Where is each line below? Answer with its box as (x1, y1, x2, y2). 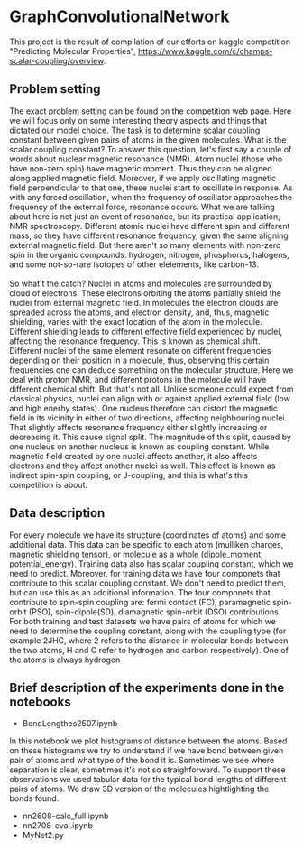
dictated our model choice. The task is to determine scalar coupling (9, 125, 261, 135)
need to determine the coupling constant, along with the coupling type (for (9, 625, 287, 636)
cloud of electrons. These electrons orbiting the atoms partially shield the (9, 287, 282, 299)
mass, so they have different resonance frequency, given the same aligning (9, 230, 289, 241)
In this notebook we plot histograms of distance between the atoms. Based (9, 735, 288, 746)
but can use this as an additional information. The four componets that (9, 586, 271, 597)
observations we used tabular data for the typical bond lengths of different (9, 774, 287, 785)
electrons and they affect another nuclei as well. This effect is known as (9, 460, 276, 471)
